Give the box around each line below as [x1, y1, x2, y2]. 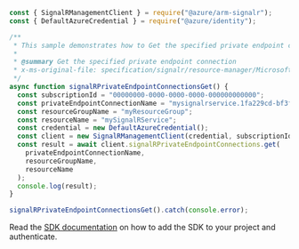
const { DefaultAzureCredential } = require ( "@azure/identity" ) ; [9, 16, 256, 26]
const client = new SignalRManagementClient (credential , [17, 132, 233, 141]
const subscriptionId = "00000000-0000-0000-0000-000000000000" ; [17, 90, 265, 100]
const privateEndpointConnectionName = [17, 99, 166, 108]
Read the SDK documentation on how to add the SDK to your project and [9, 222, 276, 233]
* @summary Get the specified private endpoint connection [12, 58, 238, 67]
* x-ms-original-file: [12, 66, 98, 75]
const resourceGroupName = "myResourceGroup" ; [17, 107, 193, 116]
